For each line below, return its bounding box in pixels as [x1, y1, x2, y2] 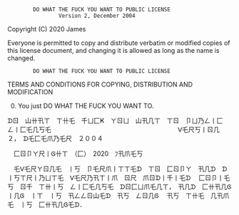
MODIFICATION [7, 88, 54, 96]
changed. [7, 54, 36, 62]
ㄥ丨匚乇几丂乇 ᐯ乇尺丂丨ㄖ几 [7, 125, 220, 134]
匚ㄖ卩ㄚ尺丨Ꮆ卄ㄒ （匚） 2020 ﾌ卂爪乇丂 [13, 149, 143, 158]
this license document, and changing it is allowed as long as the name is [7, 46, 220, 54]
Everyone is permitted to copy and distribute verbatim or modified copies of [7, 39, 230, 47]
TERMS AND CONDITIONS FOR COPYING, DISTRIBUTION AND [7, 80, 193, 89]
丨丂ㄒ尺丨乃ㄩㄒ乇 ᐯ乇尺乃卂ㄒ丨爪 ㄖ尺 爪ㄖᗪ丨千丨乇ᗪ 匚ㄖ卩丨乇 [7, 174, 230, 181]
